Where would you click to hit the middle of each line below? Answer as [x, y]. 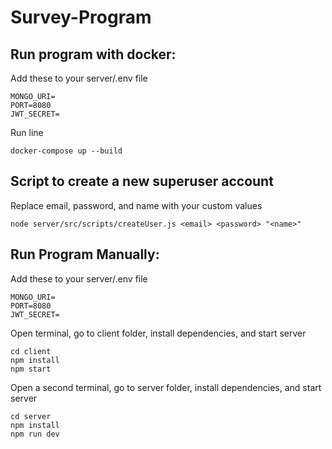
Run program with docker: [93, 54]
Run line [27, 132]
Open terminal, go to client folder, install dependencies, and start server [158, 333]
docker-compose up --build [66, 151]
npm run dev [35, 434]
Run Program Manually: [85, 254]
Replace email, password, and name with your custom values [136, 205]
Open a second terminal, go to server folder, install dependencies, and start [166, 387]
